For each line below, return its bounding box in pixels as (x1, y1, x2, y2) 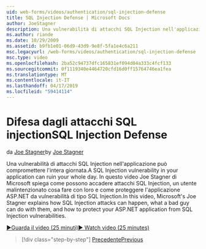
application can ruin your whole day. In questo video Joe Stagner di (6, 173, 177, 180)
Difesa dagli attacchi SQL (6, 115, 137, 129)
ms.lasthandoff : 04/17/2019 (6, 83, 78, 89)
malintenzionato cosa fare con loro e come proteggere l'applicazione (6, 186, 181, 193)
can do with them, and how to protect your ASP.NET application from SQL (6, 206, 193, 213)
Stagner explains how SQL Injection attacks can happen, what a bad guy (6, 199, 190, 206)
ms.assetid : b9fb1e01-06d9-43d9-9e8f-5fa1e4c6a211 (6, 43, 139, 50)
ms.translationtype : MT (6, 72, 67, 78)
